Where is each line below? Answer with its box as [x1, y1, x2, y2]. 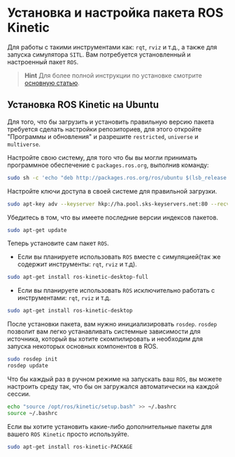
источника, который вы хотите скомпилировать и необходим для [7, 335, 204, 343]
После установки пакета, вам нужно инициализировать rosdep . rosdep [7, 320, 218, 328]
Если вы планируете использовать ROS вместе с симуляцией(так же [17, 253, 221, 261]
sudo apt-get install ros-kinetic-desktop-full [7, 274, 149, 281]
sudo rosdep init [7, 356, 58, 363]
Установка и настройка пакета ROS [7, 5, 224, 21]
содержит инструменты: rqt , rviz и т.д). [17, 260, 138, 268]
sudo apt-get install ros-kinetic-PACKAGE [7, 443, 133, 450]
